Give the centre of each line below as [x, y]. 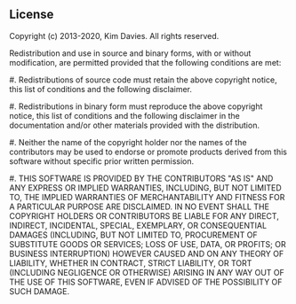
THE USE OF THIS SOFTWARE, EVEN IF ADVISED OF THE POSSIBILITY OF [146, 282]
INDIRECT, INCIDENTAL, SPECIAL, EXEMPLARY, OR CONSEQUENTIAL [138, 225]
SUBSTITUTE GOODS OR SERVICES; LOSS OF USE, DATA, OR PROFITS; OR [148, 244]
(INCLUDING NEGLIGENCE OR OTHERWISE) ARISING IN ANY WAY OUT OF [147, 272]
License [32, 15]
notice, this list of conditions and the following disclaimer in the [124, 115]
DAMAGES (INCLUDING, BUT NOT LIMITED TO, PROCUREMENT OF [133, 235]
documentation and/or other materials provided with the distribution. [135, 125]
